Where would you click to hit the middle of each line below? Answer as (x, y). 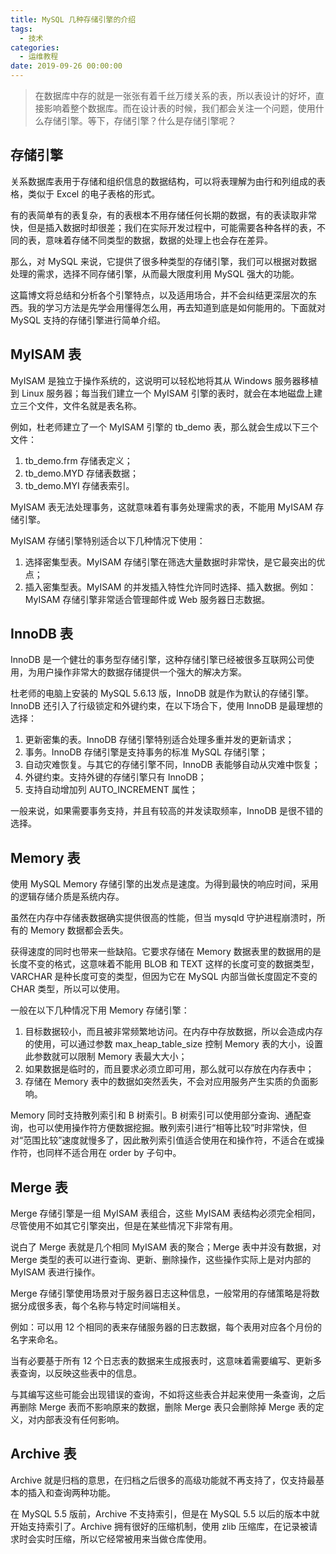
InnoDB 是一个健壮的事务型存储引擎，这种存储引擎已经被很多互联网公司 (158, 660)
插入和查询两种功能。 (71, 1492)
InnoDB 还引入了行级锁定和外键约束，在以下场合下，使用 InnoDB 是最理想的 (166, 706)
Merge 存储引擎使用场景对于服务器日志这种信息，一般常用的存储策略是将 (161, 1293)
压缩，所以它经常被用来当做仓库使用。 (132, 1538)
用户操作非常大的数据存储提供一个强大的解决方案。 (141, 672)
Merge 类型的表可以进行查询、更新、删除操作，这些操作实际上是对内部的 (161, 1260)
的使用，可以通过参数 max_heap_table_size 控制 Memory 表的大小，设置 (173, 1044)
